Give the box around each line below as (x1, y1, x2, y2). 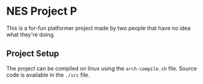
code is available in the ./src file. (6, 71, 90, 79)
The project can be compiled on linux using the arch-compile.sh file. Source (6, 65, 197, 72)
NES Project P (6, 4, 77, 18)
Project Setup (6, 49, 60, 59)
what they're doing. (6, 30, 55, 38)
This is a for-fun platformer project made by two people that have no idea (6, 24, 191, 32)
